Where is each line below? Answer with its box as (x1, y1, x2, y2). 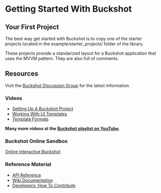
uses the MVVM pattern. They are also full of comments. (5, 56, 119, 61)
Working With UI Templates (12, 111, 67, 117)
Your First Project (5, 23, 60, 31)
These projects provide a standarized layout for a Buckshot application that (5, 50, 156, 56)
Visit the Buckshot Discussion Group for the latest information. (5, 82, 130, 88)
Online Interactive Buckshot (5, 149, 61, 154)
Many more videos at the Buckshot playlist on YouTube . (5, 126, 121, 132)
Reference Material (5, 161, 52, 168)
